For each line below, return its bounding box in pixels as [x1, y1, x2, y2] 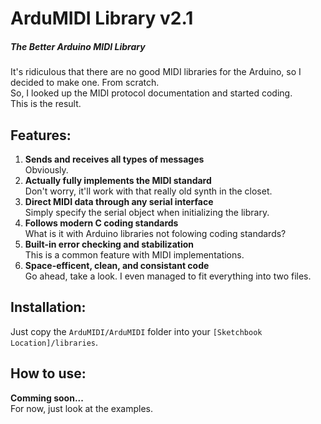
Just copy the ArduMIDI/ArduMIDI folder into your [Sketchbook [10, 325, 263, 337]
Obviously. [24, 163, 69, 176]
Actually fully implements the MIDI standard [24, 174, 212, 186]
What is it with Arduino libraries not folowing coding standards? [24, 227, 287, 239]
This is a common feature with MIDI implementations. [24, 248, 245, 261]
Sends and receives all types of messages [24, 153, 205, 165]
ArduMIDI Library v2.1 [10, 7, 194, 30]
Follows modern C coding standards [24, 217, 179, 229]
